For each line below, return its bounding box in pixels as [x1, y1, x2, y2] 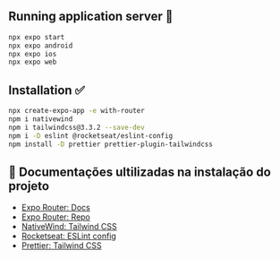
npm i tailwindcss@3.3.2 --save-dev [8, 123, 145, 132]
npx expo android [8, 41, 73, 50]
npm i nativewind [8, 115, 73, 124]
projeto [8, 178, 50, 194]
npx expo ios [8, 49, 57, 58]
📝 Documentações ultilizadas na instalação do [8, 164, 272, 179]
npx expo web [8, 57, 57, 67]
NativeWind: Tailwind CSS [21, 221, 117, 232]
